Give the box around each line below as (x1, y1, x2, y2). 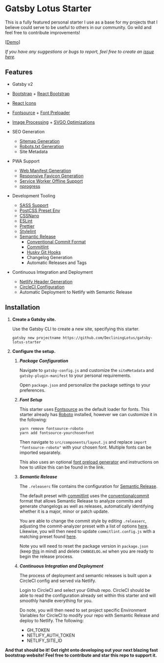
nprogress (19, 183, 41, 189)
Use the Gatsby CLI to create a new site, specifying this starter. (12, 326, 140, 332)
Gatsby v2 (12, 81, 33, 87)
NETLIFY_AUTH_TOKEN (26, 632, 75, 638)
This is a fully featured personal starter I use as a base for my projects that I (5, 19, 158, 25)
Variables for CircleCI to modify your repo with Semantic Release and (19, 612, 159, 618)
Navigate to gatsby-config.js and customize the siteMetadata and (19, 367, 154, 373)
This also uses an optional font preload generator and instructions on (19, 459, 159, 465)
